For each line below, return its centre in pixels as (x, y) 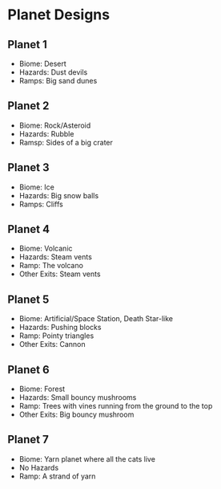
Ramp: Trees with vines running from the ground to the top (116, 406)
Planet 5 (28, 299)
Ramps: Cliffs (41, 204)
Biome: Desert (43, 63)
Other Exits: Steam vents (60, 274)
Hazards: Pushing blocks (60, 328)
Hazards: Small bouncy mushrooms (78, 397)
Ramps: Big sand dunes (58, 81)
